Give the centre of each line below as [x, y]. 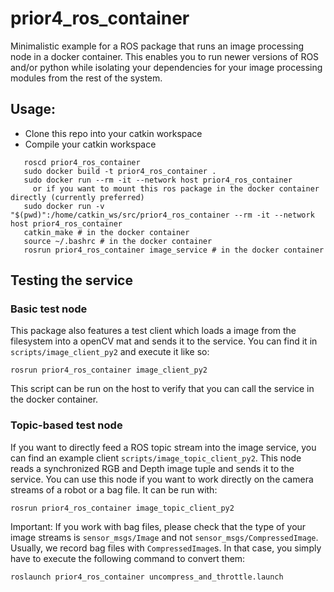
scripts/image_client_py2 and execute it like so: [110, 352]
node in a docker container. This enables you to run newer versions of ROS [165, 56]
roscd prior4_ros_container [82, 162]
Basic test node [49, 309]
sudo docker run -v [64, 206]
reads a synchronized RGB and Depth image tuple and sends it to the [152, 468]
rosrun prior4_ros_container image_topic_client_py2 [122, 508]
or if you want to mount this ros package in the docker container [176, 188]
